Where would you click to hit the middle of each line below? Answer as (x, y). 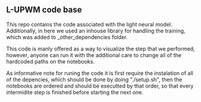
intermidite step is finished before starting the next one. (75, 92)
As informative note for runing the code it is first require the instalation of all (100, 73)
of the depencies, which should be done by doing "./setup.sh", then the (94, 79)
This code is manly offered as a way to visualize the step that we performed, (100, 49)
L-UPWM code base (44, 10)
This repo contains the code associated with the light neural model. (89, 24)
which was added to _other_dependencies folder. (67, 37)
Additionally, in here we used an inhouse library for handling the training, (96, 31)
